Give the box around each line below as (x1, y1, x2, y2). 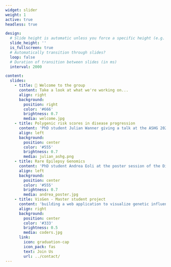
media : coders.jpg (23, 230, 63, 235)
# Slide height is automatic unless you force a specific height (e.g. (10, 36, 165, 41)
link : (18, 235, 31, 240)
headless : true (5, 21, 38, 27)
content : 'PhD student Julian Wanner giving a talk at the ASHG (18, 126, 158, 131)
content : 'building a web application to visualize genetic (18, 202, 149, 207)
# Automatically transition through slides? (10, 50, 106, 55)
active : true (5, 17, 33, 22)
